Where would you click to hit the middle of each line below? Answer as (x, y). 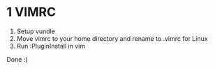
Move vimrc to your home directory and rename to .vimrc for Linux (112, 38)
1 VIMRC (31, 12)
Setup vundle (36, 31)
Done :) (17, 59)
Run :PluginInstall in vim (51, 46)
